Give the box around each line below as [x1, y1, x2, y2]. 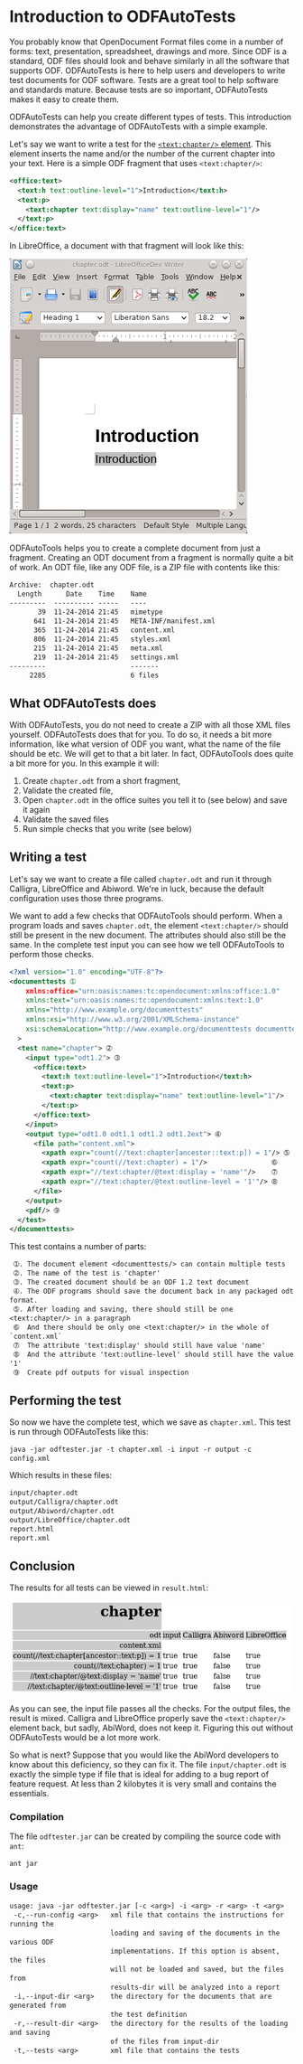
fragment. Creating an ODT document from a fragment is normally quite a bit [9, 552, 294, 563]
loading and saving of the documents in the [109, 1928, 280, 1938]
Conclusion [9, 1558, 76, 1574]
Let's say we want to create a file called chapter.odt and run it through [9, 873, 272, 884]
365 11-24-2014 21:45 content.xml [32, 626, 176, 635]
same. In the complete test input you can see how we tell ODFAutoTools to [9, 938, 285, 950]
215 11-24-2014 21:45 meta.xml [32, 644, 164, 653]
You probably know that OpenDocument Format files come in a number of [9, 36, 284, 47]
